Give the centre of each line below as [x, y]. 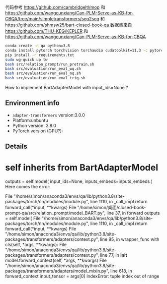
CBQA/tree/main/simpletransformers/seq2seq [52, 19]
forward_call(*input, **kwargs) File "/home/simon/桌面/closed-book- [76, 208]
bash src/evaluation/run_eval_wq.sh [43, 69]
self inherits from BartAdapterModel [82, 168]
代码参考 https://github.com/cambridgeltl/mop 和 [55, 7]
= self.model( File [23, 218]
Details [16, 146]
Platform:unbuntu [30, 120]
